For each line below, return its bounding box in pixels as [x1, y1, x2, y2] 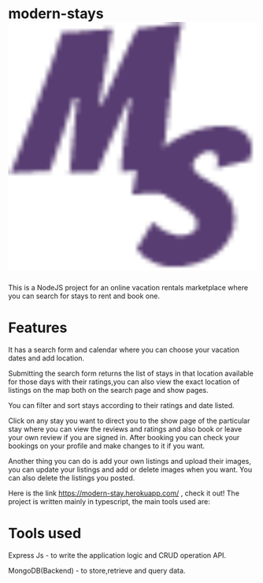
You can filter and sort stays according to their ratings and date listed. [8, 400, 235, 410]
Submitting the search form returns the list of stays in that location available [8, 368, 254, 378]
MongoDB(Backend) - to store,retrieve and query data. [8, 566, 186, 575]
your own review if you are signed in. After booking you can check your [8, 432, 240, 442]
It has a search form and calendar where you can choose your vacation [8, 345, 240, 354]
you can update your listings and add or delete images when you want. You [8, 465, 253, 474]
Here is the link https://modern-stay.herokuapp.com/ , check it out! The [8, 488, 240, 498]
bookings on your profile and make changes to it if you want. [8, 441, 206, 450]
